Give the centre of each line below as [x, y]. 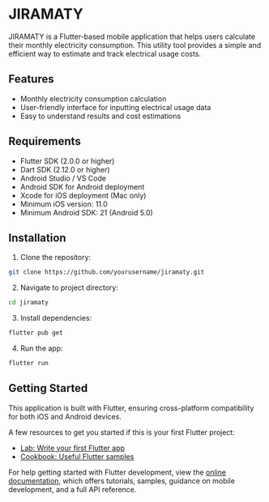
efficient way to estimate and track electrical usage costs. [105, 53]
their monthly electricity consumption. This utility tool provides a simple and [135, 45]
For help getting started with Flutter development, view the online [117, 472]
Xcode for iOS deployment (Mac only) [83, 195]
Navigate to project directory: [69, 287]
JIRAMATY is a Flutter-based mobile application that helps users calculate [132, 36]
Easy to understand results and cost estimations [100, 116]
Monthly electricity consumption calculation [93, 99]
